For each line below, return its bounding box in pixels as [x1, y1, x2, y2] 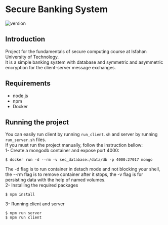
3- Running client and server [5, 201, 65, 207]
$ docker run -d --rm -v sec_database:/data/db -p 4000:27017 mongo [5, 157, 153, 162]
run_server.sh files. [5, 137, 47, 143]
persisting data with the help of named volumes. [5, 177, 106, 183]
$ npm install [5, 192, 35, 197]
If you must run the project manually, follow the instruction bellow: [5, 142, 143, 148]
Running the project [5, 118, 69, 126]
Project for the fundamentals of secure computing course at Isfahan [5, 48, 147, 54]
